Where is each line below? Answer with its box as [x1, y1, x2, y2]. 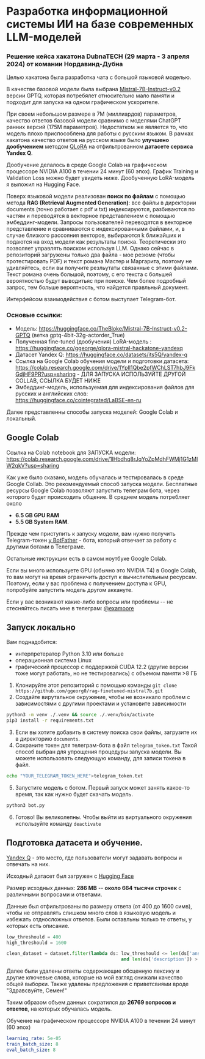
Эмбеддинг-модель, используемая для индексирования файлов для [15, 383, 195, 391]
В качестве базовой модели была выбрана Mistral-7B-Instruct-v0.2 [6, 86, 181, 93]
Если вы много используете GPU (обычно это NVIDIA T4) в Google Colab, [6, 566, 197, 574]
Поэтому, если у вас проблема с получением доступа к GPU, [6, 580, 167, 587]
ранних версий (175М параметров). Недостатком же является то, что [6, 124, 188, 131]
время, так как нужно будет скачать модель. [15, 791, 133, 798]
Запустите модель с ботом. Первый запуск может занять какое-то [15, 784, 190, 791]
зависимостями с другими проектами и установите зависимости [15, 700, 186, 708]
